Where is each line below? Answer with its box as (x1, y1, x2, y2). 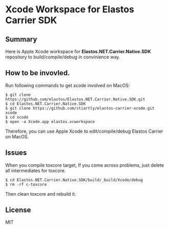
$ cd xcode (5, 114, 29, 120)
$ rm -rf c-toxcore (5, 182, 47, 187)
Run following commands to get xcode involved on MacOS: (5, 82, 130, 88)
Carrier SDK (5, 14, 57, 26)
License (5, 206, 31, 215)
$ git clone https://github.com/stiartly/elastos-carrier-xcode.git (5, 106, 155, 111)
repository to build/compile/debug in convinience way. (5, 54, 120, 60)
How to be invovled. (5, 69, 70, 77)
